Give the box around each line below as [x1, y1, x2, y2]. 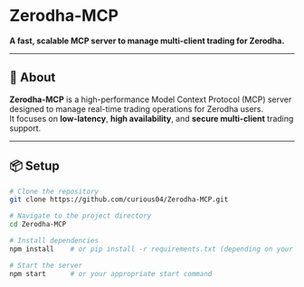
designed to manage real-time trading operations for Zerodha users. [9, 103, 264, 114]
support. [9, 123, 42, 134]
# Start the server [9, 261, 83, 270]
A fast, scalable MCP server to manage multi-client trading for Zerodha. [9, 35, 285, 46]
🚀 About [9, 69, 56, 86]
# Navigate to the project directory [9, 211, 152, 221]
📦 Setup [9, 159, 61, 174]
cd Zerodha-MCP [9, 220, 67, 229]
